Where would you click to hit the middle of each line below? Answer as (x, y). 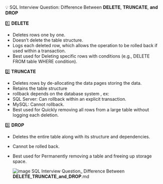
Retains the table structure (40, 88)
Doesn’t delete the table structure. (48, 40)
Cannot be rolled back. (36, 146)
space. (19, 161)
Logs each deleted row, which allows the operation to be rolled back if (85, 45)
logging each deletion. (36, 115)
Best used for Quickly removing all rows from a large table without (81, 110)
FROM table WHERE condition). (45, 61)
